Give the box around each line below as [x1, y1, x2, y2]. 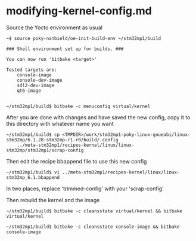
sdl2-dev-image [17, 82, 55, 88]
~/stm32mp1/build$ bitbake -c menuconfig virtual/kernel [6, 103, 151, 109]
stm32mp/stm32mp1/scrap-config [6, 147, 84, 153]
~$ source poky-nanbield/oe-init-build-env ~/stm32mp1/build [6, 35, 161, 41]
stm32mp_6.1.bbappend [6, 174, 60, 180]
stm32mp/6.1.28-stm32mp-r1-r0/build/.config [6, 137, 119, 143]
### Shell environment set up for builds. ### [6, 46, 124, 52]
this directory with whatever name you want [6, 120, 114, 127]
